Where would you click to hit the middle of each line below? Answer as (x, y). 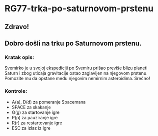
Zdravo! (17, 27)
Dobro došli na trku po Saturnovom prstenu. (73, 43)
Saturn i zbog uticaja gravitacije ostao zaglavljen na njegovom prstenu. (76, 73)
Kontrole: (16, 91)
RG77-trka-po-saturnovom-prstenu (79, 9)
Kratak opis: (20, 57)
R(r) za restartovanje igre (37, 123)
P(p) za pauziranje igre (35, 117)
